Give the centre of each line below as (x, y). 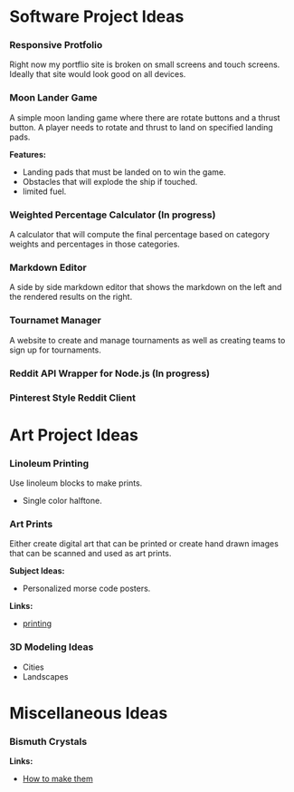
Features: (28, 154)
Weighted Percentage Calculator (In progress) (113, 215)
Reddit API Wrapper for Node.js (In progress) (110, 373)
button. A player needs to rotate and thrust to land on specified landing (141, 127)
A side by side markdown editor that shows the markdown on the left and (146, 287)
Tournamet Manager (56, 321)
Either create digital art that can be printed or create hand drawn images (144, 544)
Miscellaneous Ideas (89, 713)
